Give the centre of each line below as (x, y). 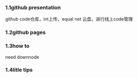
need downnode (22, 57)
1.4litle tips (19, 70)
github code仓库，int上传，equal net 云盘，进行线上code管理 (69, 19)
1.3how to (17, 46)
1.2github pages (26, 33)
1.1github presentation (33, 8)
